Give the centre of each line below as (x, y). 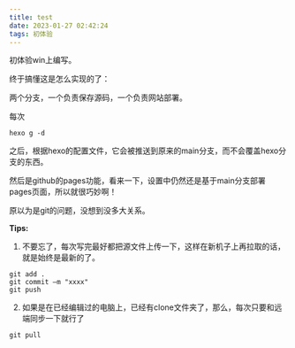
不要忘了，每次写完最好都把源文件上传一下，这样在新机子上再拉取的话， (153, 247)
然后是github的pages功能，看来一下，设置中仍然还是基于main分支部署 (138, 181)
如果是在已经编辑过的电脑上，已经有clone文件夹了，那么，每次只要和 (148, 307)
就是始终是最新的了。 (61, 258)
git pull (25, 336)
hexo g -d (27, 134)
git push (25, 290)
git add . (27, 275)
